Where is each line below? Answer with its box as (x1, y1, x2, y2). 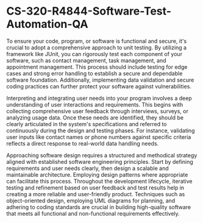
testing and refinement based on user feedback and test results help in (6, 184, 185, 191)
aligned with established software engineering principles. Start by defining (6, 158, 193, 165)
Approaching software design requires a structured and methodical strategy (6, 151, 198, 159)
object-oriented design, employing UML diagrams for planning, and (6, 197, 176, 204)
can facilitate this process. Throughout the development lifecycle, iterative (6, 177, 193, 185)
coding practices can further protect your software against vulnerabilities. (6, 82, 192, 90)
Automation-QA (6, 17, 88, 31)
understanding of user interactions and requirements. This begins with (6, 101, 183, 108)
